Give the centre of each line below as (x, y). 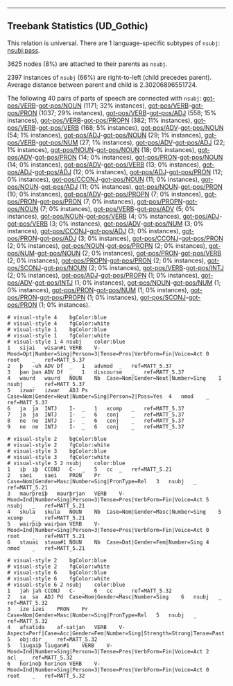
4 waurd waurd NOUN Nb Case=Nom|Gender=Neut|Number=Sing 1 (114, 378)
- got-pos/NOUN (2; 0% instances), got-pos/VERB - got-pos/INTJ (132, 267)
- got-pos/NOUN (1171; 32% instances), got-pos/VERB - (114, 106)
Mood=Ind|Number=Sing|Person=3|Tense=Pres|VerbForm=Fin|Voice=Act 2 (108, 651)
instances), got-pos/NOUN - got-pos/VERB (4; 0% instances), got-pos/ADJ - (115, 216)
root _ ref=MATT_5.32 (46, 676)
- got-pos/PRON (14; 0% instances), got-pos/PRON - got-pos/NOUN (128, 157)
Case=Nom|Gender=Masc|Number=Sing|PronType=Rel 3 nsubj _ (102, 481)
